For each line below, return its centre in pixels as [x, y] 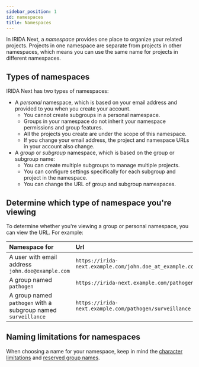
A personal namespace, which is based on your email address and [96, 103]
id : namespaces [25, 17]
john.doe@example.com [39, 271]
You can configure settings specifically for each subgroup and [99, 171]
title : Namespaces [29, 22]
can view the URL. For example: [45, 232]
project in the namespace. [55, 178]
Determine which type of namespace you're [89, 202]
